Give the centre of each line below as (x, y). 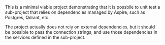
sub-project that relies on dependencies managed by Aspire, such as (75, 12)
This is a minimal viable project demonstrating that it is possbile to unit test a (82, 7)
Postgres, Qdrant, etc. (28, 17)
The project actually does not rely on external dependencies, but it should (80, 27)
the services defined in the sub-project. (45, 37)
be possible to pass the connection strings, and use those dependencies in (81, 32)
